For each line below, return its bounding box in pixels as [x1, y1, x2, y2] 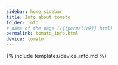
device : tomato [6, 36, 44, 42]
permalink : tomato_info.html [6, 31, 79, 37]
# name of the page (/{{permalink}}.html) [6, 25, 113, 31]
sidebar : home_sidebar [6, 8, 63, 15]
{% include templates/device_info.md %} [6, 53, 107, 59]
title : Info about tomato [6, 14, 70, 20]
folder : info [6, 19, 39, 25]
